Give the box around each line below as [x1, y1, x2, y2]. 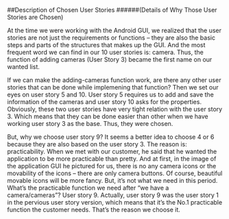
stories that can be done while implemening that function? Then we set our [7, 83, 219, 91]
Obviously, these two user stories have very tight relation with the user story [7, 105, 223, 113]
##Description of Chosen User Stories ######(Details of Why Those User [7, 6, 217, 14]
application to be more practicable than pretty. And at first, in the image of [7, 155, 217, 163]
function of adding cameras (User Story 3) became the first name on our [7, 55, 213, 64]
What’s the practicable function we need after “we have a [7, 184, 169, 192]
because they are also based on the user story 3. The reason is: [7, 140, 187, 148]
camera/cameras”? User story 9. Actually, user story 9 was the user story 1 [7, 191, 219, 199]
